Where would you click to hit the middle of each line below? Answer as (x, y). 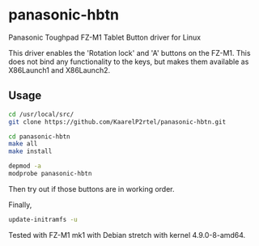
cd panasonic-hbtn (39, 136)
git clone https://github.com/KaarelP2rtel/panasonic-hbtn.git (117, 122)
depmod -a (25, 166)
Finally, (20, 205)
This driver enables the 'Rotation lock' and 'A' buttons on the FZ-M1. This (129, 53)
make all (23, 144)
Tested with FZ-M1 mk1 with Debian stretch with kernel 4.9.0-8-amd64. (127, 235)
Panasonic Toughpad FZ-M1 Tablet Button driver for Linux (104, 37)
